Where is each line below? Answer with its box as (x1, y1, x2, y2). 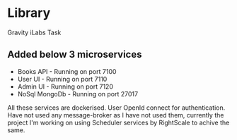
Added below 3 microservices (7, 49, 142, 61)
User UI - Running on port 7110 (17, 75, 108, 83)
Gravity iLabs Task (7, 28, 62, 37)
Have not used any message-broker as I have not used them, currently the (7, 110, 224, 119)
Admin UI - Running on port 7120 (17, 82, 113, 91)
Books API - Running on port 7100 (17, 67, 117, 75)
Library (7, 5, 51, 21)
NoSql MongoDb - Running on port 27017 (17, 89, 139, 98)
